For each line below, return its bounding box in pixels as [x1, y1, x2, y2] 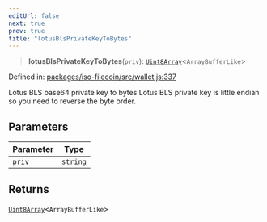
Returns [8, 182, 50, 196]
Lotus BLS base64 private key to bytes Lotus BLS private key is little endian [8, 88, 260, 98]
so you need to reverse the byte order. [8, 96, 136, 106]
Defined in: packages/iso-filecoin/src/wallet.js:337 [8, 72, 176, 82]
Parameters [8, 119, 69, 133]
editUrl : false [8, 11, 60, 20]
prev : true [8, 27, 45, 35]
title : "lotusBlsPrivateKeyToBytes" [8, 34, 132, 43]
